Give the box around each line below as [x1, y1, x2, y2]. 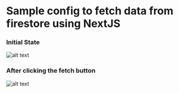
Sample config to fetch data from [6, 4, 174, 18]
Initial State [6, 38, 40, 46]
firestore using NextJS [6, 17, 121, 30]
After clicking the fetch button [6, 67, 96, 75]
